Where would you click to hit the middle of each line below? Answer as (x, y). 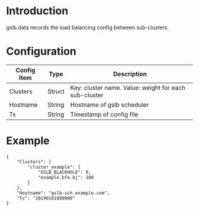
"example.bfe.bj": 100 (66, 177)
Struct (56, 91)
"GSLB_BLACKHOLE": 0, (65, 172)
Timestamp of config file (104, 114)
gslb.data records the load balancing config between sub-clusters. (87, 27)
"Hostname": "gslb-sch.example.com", (63, 193)
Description (130, 74)
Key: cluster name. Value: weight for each (128, 87)
